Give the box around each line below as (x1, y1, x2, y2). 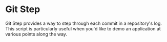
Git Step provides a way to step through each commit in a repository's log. (5, 20, 162, 26)
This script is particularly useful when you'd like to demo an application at (5, 25, 161, 31)
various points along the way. (5, 31, 68, 37)
